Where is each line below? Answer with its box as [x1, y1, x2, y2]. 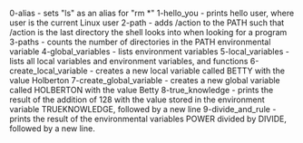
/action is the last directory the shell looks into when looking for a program [9, 27, 288, 37]
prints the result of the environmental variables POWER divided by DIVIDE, [9, 113, 288, 124]
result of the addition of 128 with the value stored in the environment [9, 94, 265, 105]
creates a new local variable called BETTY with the [94, 65, 286, 76]
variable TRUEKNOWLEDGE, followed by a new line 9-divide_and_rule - [9, 104, 277, 114]
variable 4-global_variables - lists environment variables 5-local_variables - [9, 46, 290, 57]
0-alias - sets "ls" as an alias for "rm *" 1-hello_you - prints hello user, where [9, 8, 295, 18]
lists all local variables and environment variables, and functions [9, 56, 249, 66]
